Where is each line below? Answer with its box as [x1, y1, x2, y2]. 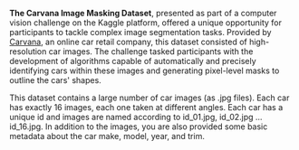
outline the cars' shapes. [9, 75, 101, 85]
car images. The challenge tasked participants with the [48, 46, 254, 57]
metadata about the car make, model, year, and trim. [9, 131, 206, 141]
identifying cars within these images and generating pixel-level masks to [9, 65, 280, 76]
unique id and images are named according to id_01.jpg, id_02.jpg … [9, 112, 263, 122]
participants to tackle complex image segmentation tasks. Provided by [9, 27, 272, 37]
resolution [9, 46, 47, 57]
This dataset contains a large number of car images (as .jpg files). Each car [9, 92, 290, 103]
